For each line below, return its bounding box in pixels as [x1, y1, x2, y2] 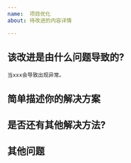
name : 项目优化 [7, 10, 51, 18]
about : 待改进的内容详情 [7, 17, 72, 24]
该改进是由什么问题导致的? [7, 51, 125, 63]
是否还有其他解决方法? [7, 119, 106, 131]
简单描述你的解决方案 [7, 93, 101, 105]
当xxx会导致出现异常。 [7, 72, 65, 79]
